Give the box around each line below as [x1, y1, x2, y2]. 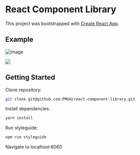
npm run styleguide [5, 135, 47, 140]
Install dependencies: [5, 106, 50, 112]
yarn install [5, 116, 33, 121]
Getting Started [5, 73, 55, 82]
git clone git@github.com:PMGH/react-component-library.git [5, 96, 136, 101]
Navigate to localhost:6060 [5, 144, 63, 150]
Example [5, 35, 34, 44]
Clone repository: [5, 87, 42, 93]
